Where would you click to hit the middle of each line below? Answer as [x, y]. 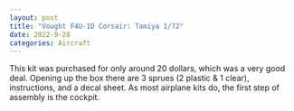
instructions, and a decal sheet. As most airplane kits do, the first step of [145, 88]
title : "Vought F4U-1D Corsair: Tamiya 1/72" [96, 26]
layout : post [34, 18]
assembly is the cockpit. [55, 97]
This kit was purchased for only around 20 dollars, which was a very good [147, 69]
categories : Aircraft [50, 43]
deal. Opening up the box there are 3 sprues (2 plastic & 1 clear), [129, 79]
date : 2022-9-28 [40, 34]
